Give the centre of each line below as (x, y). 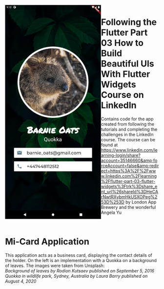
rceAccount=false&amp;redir (130, 165)
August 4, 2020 (21, 281)
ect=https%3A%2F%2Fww (128, 171)
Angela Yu (111, 212)
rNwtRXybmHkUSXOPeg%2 (129, 197)
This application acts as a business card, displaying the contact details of (79, 255)
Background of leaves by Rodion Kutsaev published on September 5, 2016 (80, 270)
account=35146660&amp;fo (129, 160)
